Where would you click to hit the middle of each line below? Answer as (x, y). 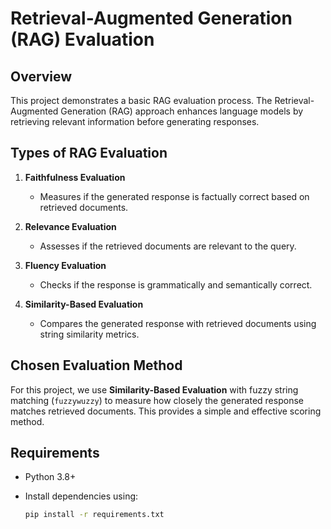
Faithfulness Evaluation (75, 177)
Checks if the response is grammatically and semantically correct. (176, 284)
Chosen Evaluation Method (96, 365)
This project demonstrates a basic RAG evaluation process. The (141, 100)
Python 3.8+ (50, 477)
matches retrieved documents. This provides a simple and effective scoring (166, 411)
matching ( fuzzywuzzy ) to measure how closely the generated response (157, 400)
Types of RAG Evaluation (89, 153)
